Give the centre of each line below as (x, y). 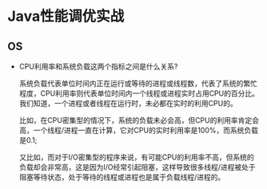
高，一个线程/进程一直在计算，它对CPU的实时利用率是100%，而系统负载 (139, 130)
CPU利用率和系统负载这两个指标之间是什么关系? (98, 66)
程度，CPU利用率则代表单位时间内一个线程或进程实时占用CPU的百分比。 (139, 93)
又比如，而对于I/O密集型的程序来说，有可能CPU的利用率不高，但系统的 (136, 157)
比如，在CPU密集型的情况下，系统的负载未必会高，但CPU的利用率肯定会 (139, 120)
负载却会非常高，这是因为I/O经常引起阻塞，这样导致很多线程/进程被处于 (137, 167)
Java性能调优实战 (66, 16)
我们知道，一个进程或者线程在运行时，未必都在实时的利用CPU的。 (128, 103)
